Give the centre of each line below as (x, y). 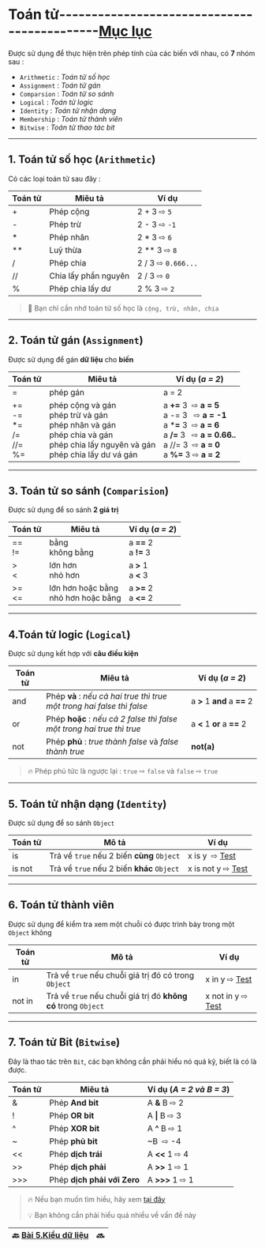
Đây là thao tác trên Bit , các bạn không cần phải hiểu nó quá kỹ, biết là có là (132, 1061)
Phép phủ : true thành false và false (112, 742)
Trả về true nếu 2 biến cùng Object (115, 856)
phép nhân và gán (83, 424)
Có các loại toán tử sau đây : (54, 179)
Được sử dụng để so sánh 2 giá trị (63, 510)
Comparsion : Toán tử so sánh (67, 93)
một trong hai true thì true (93, 729)
